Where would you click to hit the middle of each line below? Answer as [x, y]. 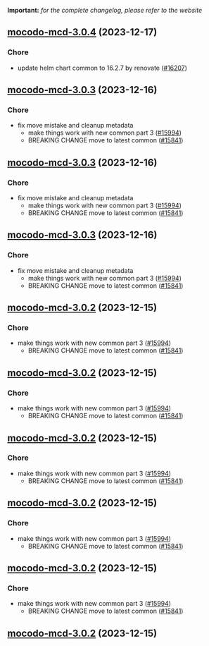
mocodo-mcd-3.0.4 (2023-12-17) [82, 32]
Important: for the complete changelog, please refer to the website [105, 10]
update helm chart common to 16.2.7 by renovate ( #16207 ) [102, 68]
